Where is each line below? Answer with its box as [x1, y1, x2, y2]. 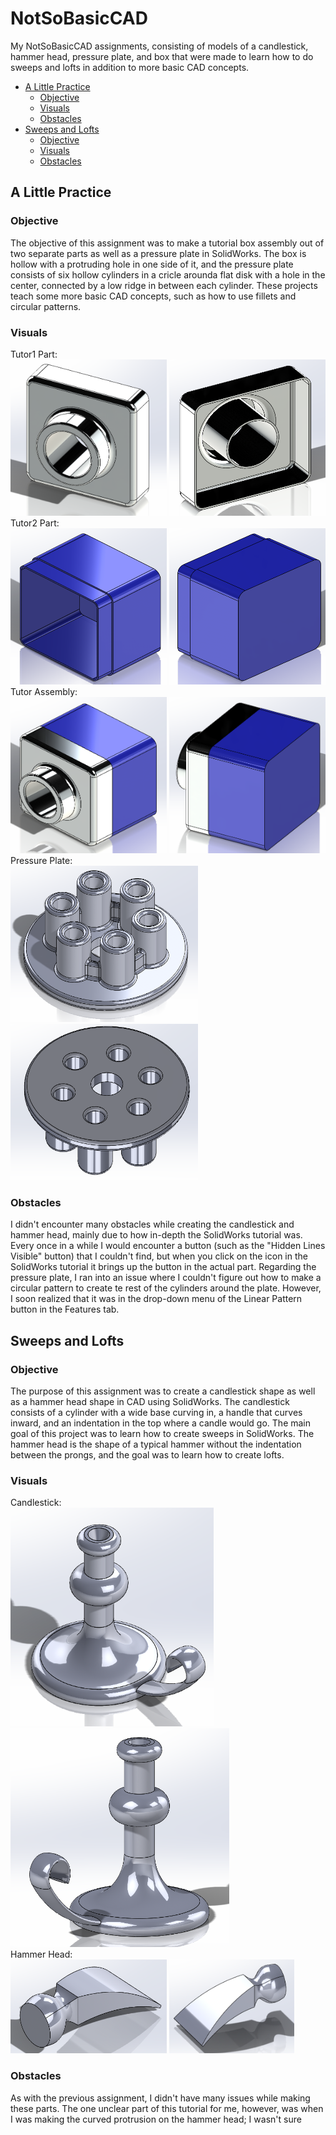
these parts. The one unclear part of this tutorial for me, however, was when [10, 2102, 324, 2114]
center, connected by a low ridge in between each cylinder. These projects [10, 279, 318, 291]
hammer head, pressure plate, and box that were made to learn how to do [10, 50, 314, 62]
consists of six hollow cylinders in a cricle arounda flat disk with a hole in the [10, 268, 326, 281]
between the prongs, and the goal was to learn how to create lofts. [10, 1448, 285, 1461]
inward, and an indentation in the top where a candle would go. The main [10, 1417, 312, 1429]
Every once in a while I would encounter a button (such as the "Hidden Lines [10, 1240, 326, 1252]
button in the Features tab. [10, 1303, 120, 1316]
